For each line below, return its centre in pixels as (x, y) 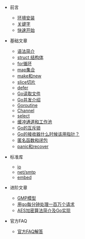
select (23, 116)
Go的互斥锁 (29, 128)
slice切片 (26, 82)
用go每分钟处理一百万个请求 (46, 204)
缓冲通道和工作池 (35, 122)
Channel (26, 111)
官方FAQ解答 (30, 231)
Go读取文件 (29, 94)
